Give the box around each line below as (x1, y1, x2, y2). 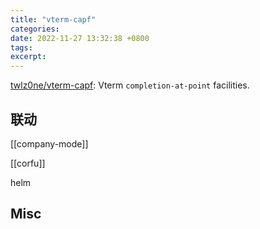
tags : (10, 42, 33, 53)
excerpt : (10, 52, 47, 62)
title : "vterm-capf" (10, 14, 97, 25)
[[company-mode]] (10, 137, 89, 150)
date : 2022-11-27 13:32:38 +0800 (10, 33, 150, 43)
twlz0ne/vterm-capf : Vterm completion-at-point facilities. (10, 79, 250, 91)
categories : (10, 24, 60, 34)
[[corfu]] (10, 157, 46, 169)
